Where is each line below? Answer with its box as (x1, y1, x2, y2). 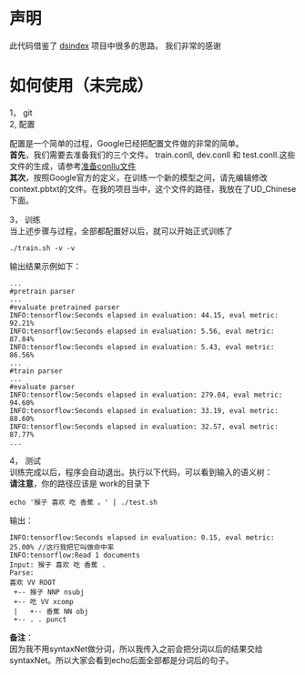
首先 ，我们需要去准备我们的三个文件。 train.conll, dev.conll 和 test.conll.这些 (9, 149, 296, 160)
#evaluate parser (9, 382, 76, 391)
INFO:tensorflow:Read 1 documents (9, 550, 141, 559)
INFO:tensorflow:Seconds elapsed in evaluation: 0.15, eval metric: (9, 533, 275, 542)
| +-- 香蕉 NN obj (13, 607, 89, 616)
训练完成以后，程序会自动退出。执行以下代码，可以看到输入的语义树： (9, 466, 273, 478)
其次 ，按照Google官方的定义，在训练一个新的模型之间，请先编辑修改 (9, 172, 269, 183)
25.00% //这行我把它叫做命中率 (9, 542, 115, 551)
